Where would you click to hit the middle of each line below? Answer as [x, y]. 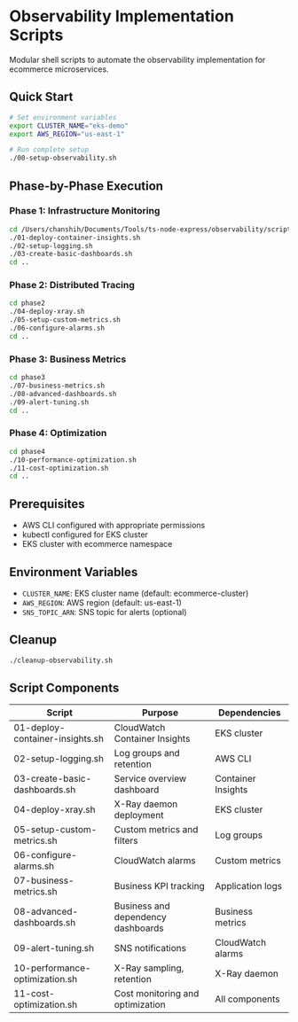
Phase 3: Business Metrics [68, 359]
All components [248, 999]
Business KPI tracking [160, 886]
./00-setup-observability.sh [63, 158]
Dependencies [250, 713]
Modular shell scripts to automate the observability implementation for [137, 59]
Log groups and [147, 753]
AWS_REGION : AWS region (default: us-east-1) [102, 602]
